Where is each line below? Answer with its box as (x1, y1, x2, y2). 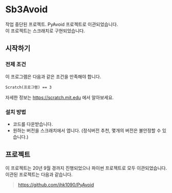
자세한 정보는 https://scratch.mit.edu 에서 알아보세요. (5, 94, 114, 101)
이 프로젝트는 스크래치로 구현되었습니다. (5, 27, 85, 34)
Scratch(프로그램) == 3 (5, 85, 52, 90)
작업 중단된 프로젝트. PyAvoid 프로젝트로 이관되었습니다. (5, 21, 118, 27)
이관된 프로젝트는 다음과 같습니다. (5, 171, 73, 178)
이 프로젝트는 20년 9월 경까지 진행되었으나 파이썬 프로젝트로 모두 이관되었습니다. (5, 165, 167, 171)
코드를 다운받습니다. (12, 121, 53, 127)
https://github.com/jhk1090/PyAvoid (17, 181, 94, 188)
